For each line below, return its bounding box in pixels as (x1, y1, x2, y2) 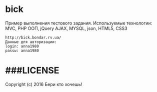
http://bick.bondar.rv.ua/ (5, 35, 61, 40)
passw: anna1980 (5, 48, 39, 53)
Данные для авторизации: (5, 39, 57, 44)
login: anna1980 (5, 43, 39, 48)
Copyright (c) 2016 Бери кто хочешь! (5, 81, 82, 87)
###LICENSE (5, 65, 59, 76)
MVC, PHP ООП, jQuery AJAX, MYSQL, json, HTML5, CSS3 (5, 25, 127, 31)
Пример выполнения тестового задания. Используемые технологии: (5, 20, 152, 26)
